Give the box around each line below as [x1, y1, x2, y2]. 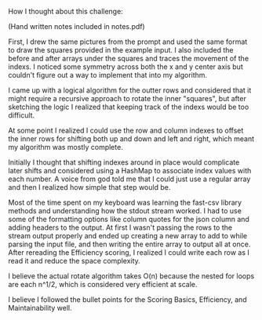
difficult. [8, 111, 35, 120]
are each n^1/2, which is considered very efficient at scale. [8, 280, 198, 289]
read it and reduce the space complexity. [8, 256, 141, 265]
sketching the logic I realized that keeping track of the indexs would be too [8, 102, 249, 111]
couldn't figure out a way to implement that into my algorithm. [8, 71, 208, 79]
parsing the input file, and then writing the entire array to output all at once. [8, 239, 251, 249]
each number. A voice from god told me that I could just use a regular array [8, 174, 251, 184]
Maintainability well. [8, 304, 72, 312]
